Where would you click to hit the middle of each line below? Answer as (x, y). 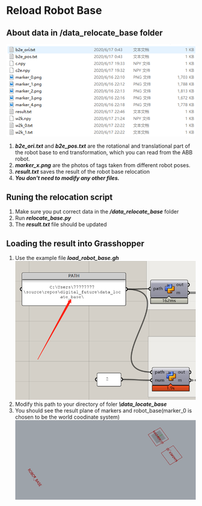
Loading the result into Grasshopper (75, 243)
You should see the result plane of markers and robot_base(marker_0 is (103, 410)
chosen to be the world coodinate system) (67, 417)
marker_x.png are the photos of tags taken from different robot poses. (103, 165)
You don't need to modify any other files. (67, 178)
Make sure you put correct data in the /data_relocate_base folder (97, 212)
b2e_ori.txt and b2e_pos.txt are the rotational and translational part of (103, 146)
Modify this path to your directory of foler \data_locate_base (91, 404)
